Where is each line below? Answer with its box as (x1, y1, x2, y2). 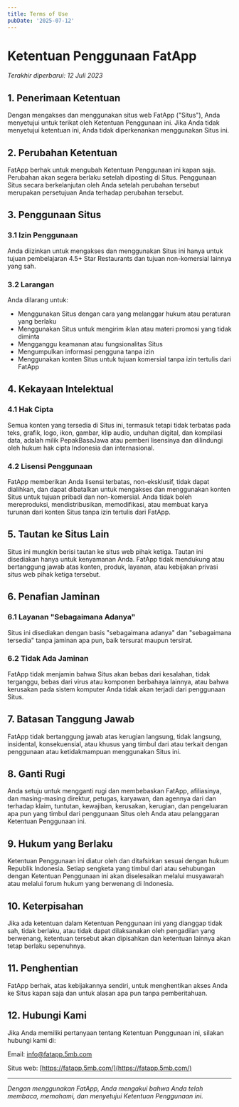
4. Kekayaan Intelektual (7, 383, 114, 396)
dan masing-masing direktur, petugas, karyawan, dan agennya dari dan (7, 794, 217, 803)
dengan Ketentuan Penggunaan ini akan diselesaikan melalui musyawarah (7, 872, 224, 880)
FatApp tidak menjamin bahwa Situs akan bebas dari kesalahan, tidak (7, 669, 211, 678)
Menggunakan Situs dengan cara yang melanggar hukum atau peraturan (17, 309, 231, 318)
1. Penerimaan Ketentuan (7, 92, 121, 104)
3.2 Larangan (7, 279, 55, 289)
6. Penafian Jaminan (7, 591, 100, 603)
